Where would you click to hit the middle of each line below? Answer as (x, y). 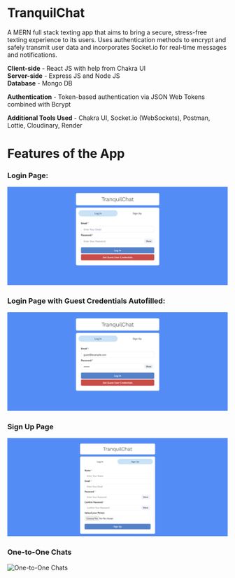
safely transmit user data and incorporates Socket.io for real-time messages (117, 47)
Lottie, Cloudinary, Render (45, 125)
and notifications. (32, 55)
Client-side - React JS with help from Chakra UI (77, 68)
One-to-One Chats (40, 552)
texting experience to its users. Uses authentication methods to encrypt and (117, 39)
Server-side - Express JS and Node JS (64, 76)
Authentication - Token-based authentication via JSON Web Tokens (106, 97)
